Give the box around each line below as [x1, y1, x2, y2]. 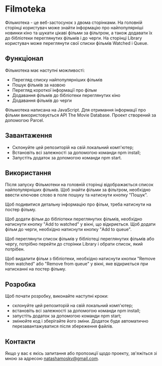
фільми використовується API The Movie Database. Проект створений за [5, 112, 157, 118]
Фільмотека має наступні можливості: [5, 67, 85, 73]
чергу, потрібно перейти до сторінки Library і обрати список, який [5, 241, 143, 247]
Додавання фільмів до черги [12, 97, 72, 103]
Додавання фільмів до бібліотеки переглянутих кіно [12, 92, 121, 98]
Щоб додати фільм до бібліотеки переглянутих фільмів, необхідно [5, 216, 143, 222]
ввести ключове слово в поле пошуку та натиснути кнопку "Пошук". [5, 192, 148, 198]
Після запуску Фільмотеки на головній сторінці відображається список [5, 182, 154, 188]
